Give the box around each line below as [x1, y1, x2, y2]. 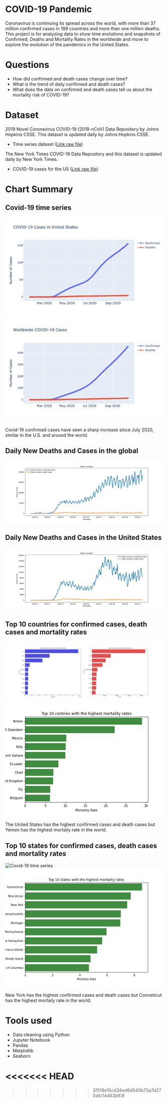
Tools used [5, 1015, 52, 1027]
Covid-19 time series [5, 204, 71, 212]
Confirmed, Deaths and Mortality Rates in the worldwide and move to [5, 36, 148, 42]
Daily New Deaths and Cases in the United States [5, 533, 162, 542]
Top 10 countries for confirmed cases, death [5, 620, 147, 629]
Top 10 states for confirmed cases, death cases [5, 841, 157, 850]
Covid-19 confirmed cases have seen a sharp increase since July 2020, [5, 426, 154, 433]
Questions [5, 59, 49, 71]
